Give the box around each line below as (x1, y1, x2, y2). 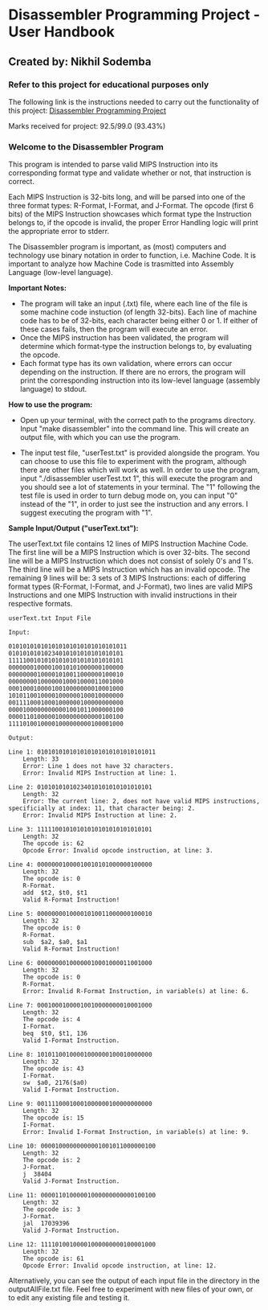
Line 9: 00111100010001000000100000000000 (8, 1100, 152, 1108)
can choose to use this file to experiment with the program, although (19, 457, 247, 466)
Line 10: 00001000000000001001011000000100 (8, 1142, 156, 1151)
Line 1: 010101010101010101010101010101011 (8, 748, 156, 757)
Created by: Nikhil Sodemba (8, 55, 152, 68)
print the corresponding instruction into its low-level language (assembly (19, 376, 261, 385)
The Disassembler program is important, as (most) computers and (8, 242, 227, 252)
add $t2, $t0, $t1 (22, 889, 88, 897)
